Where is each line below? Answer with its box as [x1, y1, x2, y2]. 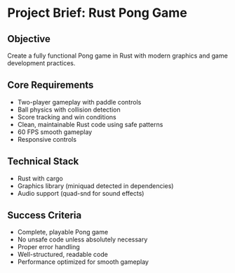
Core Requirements [7, 79, 94, 91]
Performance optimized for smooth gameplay [17, 258, 149, 266]
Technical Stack [7, 156, 79, 168]
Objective [7, 33, 51, 45]
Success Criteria [7, 209, 82, 222]
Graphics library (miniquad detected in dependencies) [17, 181, 174, 190]
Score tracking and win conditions [17, 112, 117, 121]
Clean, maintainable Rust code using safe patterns [17, 120, 163, 128]
